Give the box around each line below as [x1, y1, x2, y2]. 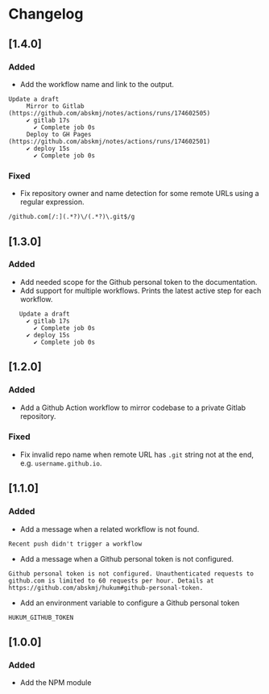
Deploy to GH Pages [26, 130, 92, 138]
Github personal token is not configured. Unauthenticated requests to [8, 570, 254, 578]
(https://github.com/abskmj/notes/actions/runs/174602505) [8, 109, 211, 117]
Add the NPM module [19, 678, 92, 688]
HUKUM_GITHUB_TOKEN [8, 613, 74, 621]
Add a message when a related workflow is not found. [19, 524, 200, 533]
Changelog [8, 5, 84, 23]
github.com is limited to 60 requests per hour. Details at [8, 576, 215, 585]
